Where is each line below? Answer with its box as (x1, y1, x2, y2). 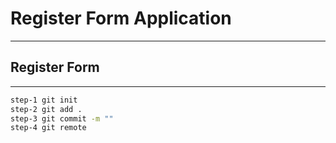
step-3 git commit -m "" (10, 113, 114, 124)
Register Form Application (10, 7, 232, 30)
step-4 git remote (10, 123, 87, 133)
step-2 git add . (10, 104, 83, 114)
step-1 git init (10, 95, 78, 105)
